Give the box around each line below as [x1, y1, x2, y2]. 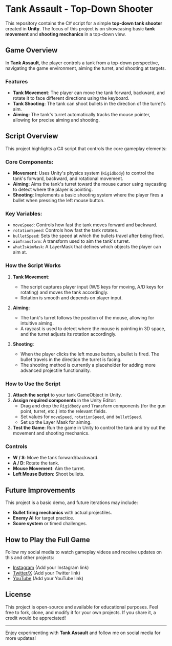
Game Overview [5, 46, 58, 55]
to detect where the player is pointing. [12, 186, 93, 193]
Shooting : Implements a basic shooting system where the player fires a [12, 192, 164, 198]
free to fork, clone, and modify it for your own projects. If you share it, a [5, 609, 156, 615]
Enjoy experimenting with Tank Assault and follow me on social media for [5, 630, 161, 636]
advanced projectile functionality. [20, 367, 91, 373]
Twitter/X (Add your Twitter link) [12, 569, 80, 576]
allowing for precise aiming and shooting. [12, 117, 100, 123]
